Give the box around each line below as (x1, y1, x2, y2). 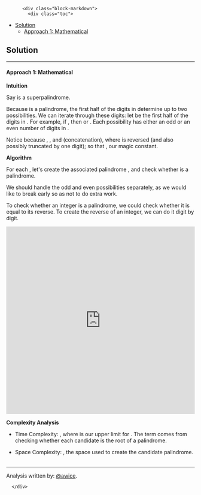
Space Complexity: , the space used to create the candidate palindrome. (14, 449, 193, 456)
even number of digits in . (6, 125, 69, 132)
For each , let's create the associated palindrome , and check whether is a (6, 166, 188, 173)
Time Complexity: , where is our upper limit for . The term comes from (14, 431, 187, 438)
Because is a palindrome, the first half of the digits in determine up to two (6, 106, 187, 113)
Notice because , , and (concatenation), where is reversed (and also (6, 136, 173, 143)
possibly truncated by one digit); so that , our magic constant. (6, 143, 159, 150)
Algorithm (6, 154, 32, 161)
